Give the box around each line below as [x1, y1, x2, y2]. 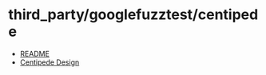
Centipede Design [19, 57, 80, 67]
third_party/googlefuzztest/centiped [8, 6, 259, 24]
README [19, 49, 50, 58]
